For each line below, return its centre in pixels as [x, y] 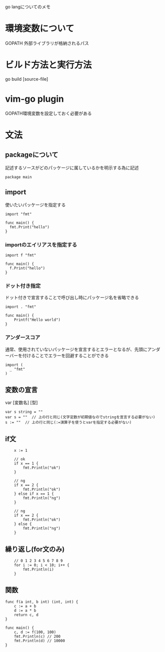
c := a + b [25, 606]
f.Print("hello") [27, 268]
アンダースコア [23, 338]
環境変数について [40, 29]
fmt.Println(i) [39, 569]
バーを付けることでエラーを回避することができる [59, 355]
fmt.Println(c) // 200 [37, 636]
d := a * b [25, 610]
